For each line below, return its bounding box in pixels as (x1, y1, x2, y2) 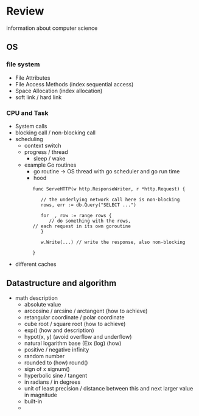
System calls (15, 122, 47, 130)
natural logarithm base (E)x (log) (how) (24, 339, 122, 347)
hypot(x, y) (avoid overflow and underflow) (24, 333, 132, 340)
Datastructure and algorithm (6, 278, 117, 288)
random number (24, 352, 65, 359)
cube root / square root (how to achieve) (24, 320, 126, 327)
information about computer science (6, 24, 98, 32)
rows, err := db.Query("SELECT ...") (40, 202, 137, 208)
